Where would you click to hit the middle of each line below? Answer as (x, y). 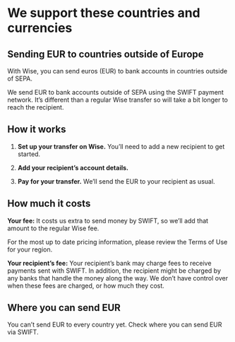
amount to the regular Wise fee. (53, 228)
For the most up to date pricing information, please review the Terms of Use (117, 242)
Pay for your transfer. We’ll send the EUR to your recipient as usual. (116, 181)
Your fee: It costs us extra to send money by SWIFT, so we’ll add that (108, 220)
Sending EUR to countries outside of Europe (106, 54)
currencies (40, 28)
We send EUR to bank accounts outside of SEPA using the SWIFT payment (116, 92)
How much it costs (49, 204)
